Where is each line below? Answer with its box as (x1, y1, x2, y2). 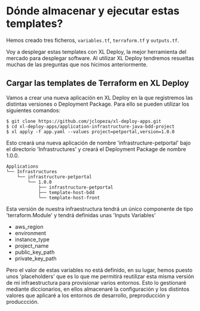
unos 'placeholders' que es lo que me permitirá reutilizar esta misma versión (6, 273, 195, 280)
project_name (14, 242, 49, 249)
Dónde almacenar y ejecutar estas (6, 4, 180, 18)
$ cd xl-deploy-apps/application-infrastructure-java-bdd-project (6, 124, 175, 130)
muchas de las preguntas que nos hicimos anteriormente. (6, 61, 148, 68)
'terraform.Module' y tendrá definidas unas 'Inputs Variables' (6, 211, 156, 218)
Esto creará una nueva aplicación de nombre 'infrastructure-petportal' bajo (6, 139, 191, 146)
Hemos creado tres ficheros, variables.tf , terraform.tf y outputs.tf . (6, 36, 179, 44)
